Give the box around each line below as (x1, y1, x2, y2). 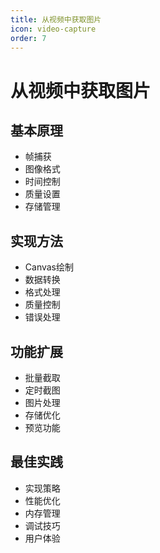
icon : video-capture (10, 24, 97, 34)
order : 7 (10, 33, 47, 43)
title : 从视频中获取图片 (10, 14, 102, 25)
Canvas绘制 (24, 261, 75, 273)
